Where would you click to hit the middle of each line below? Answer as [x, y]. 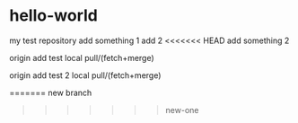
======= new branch [51, 92]
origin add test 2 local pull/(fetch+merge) [85, 75]
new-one [182, 110]
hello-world [54, 16]
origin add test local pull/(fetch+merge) [82, 57]
